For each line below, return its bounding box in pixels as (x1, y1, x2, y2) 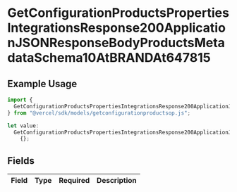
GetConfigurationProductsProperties (7, 5, 229, 21)
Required (59, 176, 90, 186)
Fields (7, 155, 35, 167)
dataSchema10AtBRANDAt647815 (7, 50, 211, 66)
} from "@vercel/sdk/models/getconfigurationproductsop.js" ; (7, 109, 191, 117)
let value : (7, 122, 39, 129)
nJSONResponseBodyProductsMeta (7, 35, 226, 51)
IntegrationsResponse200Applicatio (7, 20, 226, 36)
